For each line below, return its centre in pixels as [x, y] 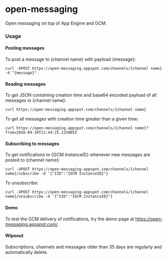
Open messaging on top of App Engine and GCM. [56, 23]
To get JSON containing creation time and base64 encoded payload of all [81, 95]
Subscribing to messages [32, 144]
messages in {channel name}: [36, 100]
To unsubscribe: [22, 183]
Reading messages [25, 84]
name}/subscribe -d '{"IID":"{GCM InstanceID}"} [57, 174]
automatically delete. [27, 252]
